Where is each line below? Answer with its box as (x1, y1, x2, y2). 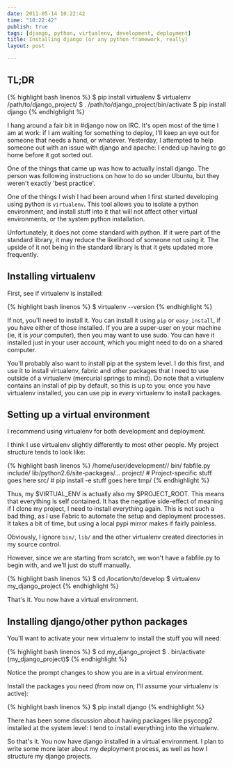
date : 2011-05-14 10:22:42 (7, 10, 86, 17)
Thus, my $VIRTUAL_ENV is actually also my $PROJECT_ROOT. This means (7, 490, 225, 498)
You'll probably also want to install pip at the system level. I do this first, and (7, 359, 225, 367)
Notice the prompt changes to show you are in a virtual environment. (7, 669, 204, 677)
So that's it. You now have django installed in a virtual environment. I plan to (7, 737, 224, 745)
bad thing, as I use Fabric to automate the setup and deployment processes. (7, 512, 226, 521)
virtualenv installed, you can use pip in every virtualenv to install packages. (7, 388, 223, 397)
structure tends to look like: (7, 448, 86, 457)
